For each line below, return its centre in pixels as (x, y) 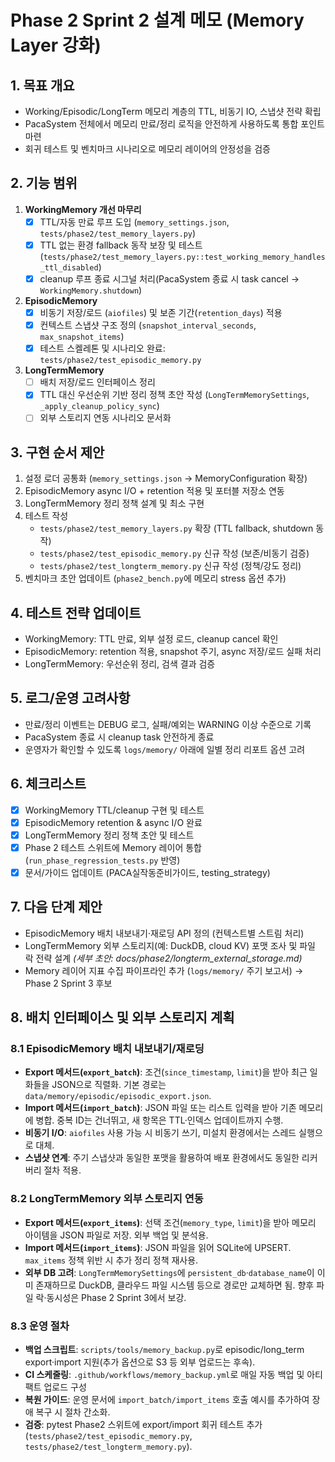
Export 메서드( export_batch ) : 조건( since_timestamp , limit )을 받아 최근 (166, 1072)
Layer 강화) (56, 45)
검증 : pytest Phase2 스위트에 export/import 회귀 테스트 (134, 1425)
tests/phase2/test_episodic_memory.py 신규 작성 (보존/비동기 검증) (174, 553)
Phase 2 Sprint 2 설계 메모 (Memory (157, 20)
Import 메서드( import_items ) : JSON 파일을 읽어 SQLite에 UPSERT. (158, 1247)
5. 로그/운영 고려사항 (70, 698)
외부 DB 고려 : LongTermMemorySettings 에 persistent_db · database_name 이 (169, 1272)
